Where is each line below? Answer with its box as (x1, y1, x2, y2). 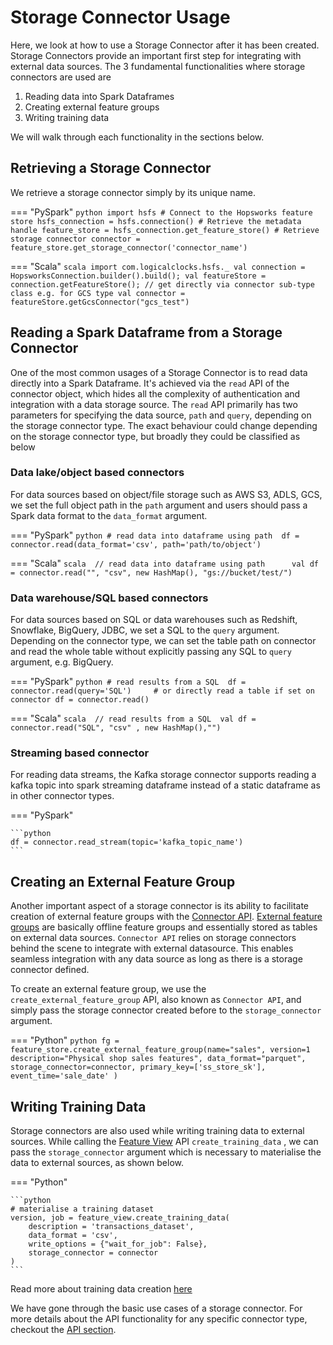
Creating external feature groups (24, 101, 160, 113)
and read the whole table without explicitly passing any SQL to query (10, 646, 292, 658)
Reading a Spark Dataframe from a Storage (10, 324, 283, 341)
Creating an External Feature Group (10, 873, 236, 890)
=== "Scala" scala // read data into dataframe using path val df (10, 557, 319, 569)
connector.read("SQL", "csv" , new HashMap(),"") (10, 723, 222, 733)
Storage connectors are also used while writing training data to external (10, 1125, 305, 1137)
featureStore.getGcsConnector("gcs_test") (10, 297, 190, 307)
